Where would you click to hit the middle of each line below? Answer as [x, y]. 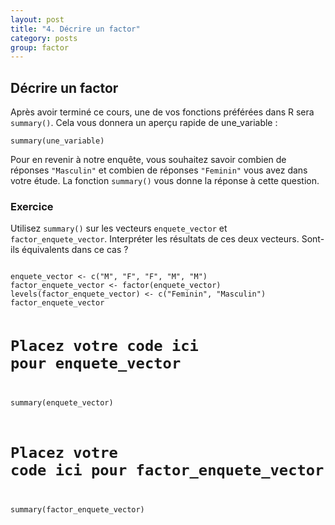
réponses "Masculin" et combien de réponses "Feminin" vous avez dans [159, 170]
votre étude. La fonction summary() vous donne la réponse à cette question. [165, 181]
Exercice [32, 206]
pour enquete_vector [96, 363]
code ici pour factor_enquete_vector [167, 470]
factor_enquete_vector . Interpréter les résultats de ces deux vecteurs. [155, 239]
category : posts [44, 38]
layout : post [37, 19]
